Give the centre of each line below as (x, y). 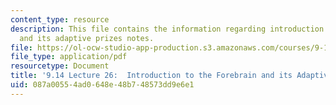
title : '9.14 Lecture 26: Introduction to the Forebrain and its (151, 76)
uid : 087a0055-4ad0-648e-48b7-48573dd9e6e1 (102, 85)
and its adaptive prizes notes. (87, 38)
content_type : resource (60, 19)
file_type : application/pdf (69, 57)
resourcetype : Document (60, 66)
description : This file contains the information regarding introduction (167, 29)
